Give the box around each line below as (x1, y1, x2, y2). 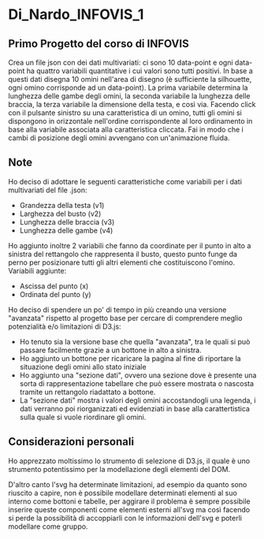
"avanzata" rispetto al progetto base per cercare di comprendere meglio (8, 313, 243, 322)
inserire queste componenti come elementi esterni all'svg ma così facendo (8, 504, 251, 514)
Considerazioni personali (8, 435, 135, 448)
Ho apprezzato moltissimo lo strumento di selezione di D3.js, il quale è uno (8, 455, 251, 466)
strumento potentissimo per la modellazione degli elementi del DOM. (8, 464, 231, 474)
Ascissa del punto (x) (19, 281, 89, 291)
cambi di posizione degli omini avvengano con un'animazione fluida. (8, 133, 230, 143)
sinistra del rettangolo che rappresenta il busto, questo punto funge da (8, 249, 238, 258)
